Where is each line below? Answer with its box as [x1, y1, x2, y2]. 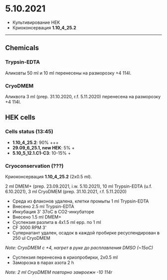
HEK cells [5, 113, 36, 122]
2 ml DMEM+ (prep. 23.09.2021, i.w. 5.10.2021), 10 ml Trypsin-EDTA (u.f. [5, 183, 153, 189]
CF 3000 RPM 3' [12, 224, 47, 230]
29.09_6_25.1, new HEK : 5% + [12, 144, 75, 150]
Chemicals [5, 44, 39, 52]
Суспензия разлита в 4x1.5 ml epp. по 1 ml [12, 219, 101, 225]
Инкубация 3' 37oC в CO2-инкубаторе [12, 209, 94, 214]
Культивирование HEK [12, 19, 61, 25]
